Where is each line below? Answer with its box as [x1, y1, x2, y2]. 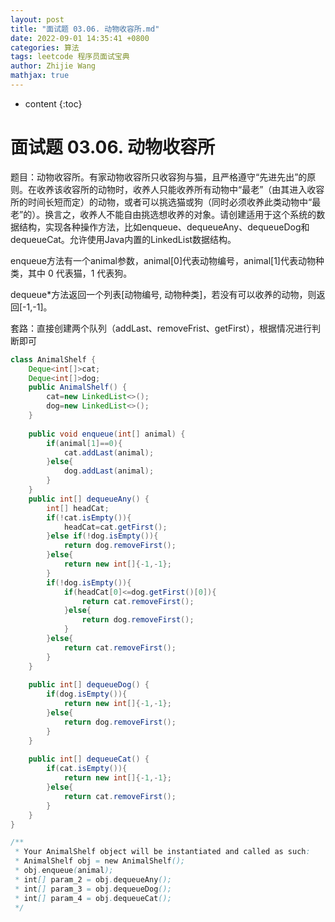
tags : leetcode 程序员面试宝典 [10, 52, 130, 62]
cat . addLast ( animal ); [63, 447, 155, 458]
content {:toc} [24, 97, 83, 110]
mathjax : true [10, 71, 70, 81]
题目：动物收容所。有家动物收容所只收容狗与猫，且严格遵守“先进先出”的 [10, 171, 308, 183]
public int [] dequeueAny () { [28, 494, 150, 504]
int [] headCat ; [46, 503, 110, 513]
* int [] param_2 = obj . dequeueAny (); [14, 874, 172, 885]
